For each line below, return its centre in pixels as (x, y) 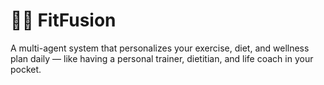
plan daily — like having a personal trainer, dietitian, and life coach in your (162, 58)
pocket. (26, 69)
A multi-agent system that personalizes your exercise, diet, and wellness (160, 48)
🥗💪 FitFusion (63, 20)
